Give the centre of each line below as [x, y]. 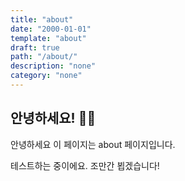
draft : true [35, 47]
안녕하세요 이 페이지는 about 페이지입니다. [93, 144]
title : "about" [42, 19]
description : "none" [53, 66]
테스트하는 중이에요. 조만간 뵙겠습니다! [85, 165]
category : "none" [46, 76]
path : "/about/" [44, 57]
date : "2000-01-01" [51, 29]
